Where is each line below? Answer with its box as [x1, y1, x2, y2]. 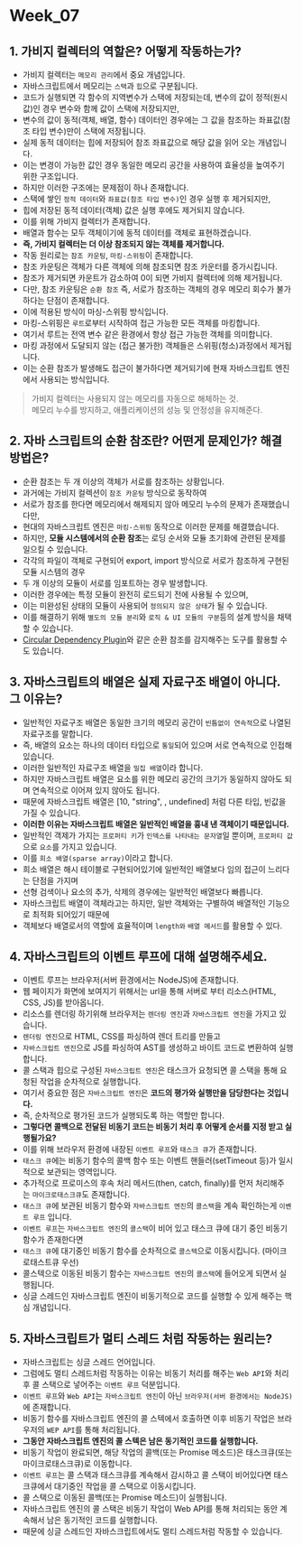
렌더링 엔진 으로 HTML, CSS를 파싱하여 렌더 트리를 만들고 [22, 1031, 221, 1042]
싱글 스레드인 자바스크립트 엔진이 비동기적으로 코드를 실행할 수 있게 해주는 [22, 1290, 283, 1301]
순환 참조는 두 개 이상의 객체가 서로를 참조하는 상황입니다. [22, 476, 225, 487]
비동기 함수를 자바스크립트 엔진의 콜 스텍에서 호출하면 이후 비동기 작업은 [22, 1413, 276, 1424]
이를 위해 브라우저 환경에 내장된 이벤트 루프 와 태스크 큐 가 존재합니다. [22, 1144, 257, 1155]
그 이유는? [9, 692, 63, 707]
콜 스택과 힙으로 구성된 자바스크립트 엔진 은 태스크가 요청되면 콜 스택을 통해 [22, 1065, 278, 1075]
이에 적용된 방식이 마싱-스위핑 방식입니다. [22, 306, 169, 317]
